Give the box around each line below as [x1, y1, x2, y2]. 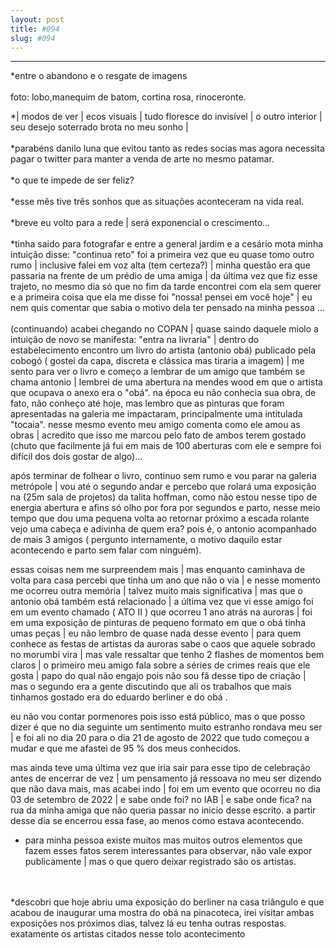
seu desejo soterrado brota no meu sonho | [10, 121, 189, 133]
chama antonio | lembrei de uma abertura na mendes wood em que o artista [10, 376, 323, 388]
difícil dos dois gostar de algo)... [10, 451, 143, 463]
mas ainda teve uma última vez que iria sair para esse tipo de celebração [10, 762, 311, 774]
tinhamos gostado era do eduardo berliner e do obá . [10, 691, 228, 703]
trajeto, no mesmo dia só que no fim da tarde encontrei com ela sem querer [10, 281, 322, 293]
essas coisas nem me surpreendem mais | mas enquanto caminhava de [10, 564, 306, 576]
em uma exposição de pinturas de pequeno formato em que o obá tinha [10, 617, 307, 629]
